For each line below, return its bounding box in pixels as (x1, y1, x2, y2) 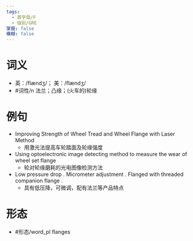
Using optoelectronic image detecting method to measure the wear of (14, 151, 188, 157)
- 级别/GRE (11, 20, 37, 26)
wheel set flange (14, 157, 56, 164)
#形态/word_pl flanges (14, 228, 71, 235)
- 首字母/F (11, 14, 36, 20)
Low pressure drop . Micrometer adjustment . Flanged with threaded (14, 171, 184, 178)
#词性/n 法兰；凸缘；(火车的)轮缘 (14, 87, 98, 94)
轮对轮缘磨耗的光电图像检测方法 (23, 164, 103, 171)
